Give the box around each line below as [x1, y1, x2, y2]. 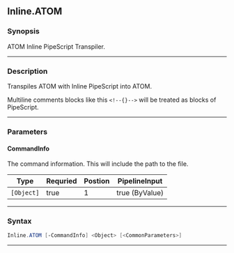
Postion [83, 176, 110, 186]
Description [7, 66, 48, 76]
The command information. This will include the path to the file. [7, 160, 189, 168]
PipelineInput [117, 176, 163, 186]
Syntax [7, 216, 32, 226]
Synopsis [7, 26, 40, 36]
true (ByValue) [116, 188, 164, 198]
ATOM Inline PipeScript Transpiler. [7, 42, 106, 51]
